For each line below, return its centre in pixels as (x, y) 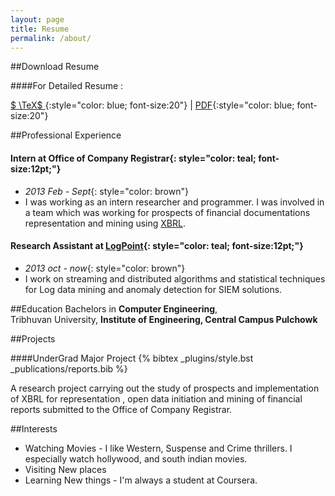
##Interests (34, 428)
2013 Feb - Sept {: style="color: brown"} (106, 191)
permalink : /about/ (51, 38)
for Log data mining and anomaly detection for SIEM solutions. (153, 289)
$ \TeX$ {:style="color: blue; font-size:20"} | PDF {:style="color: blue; (152, 105)
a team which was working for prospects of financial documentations (167, 212)
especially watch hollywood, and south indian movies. (136, 458)
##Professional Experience (66, 135)
